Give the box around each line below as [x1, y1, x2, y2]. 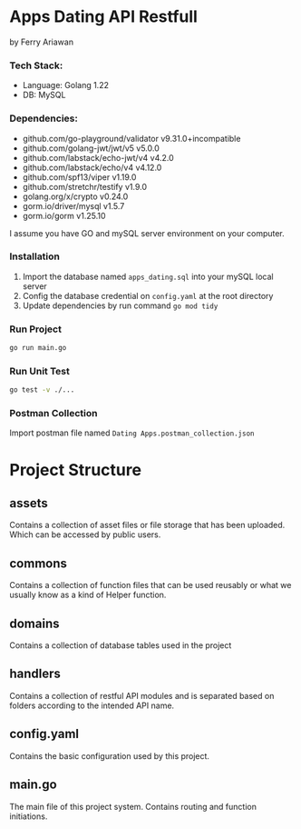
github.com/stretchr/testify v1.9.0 [22, 181, 148, 192]
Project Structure [9, 459, 142, 480]
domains [9, 615, 60, 631]
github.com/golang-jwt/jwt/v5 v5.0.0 [22, 143, 160, 154]
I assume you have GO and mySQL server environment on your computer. [9, 227, 286, 238]
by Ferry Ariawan [9, 36, 74, 47]
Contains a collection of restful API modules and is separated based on [9, 690, 275, 701]
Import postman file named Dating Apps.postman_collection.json [9, 427, 255, 438]
